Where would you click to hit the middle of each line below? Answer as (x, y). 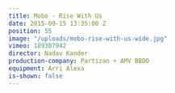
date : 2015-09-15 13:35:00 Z (57, 23)
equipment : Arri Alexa (46, 69)
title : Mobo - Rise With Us (56, 16)
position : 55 (30, 31)
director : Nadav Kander (48, 53)
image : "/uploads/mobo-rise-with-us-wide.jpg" (88, 38)
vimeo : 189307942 (37, 46)
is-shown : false (35, 76)
